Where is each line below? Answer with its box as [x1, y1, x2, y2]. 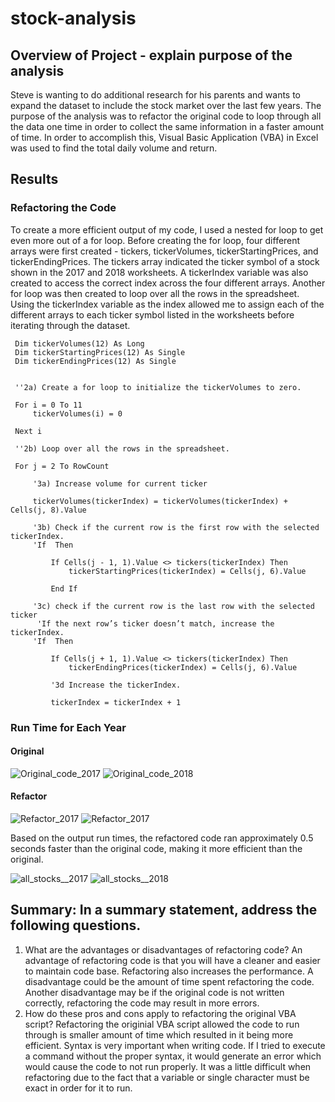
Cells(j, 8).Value [10, 505, 87, 515]
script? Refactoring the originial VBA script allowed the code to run [24, 1018, 300, 1030]
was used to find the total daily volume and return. [10, 142, 218, 154]
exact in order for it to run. [24, 1082, 133, 1094]
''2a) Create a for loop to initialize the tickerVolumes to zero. [14, 382, 302, 392]
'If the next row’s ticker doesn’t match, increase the [36, 618, 275, 629]
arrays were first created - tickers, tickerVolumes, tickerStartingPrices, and [10, 245, 319, 257]
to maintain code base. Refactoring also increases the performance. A [24, 965, 314, 977]
